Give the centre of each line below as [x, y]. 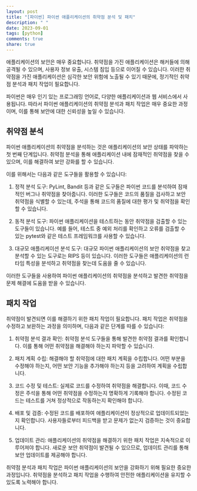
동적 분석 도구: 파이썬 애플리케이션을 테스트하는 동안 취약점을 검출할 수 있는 [101, 221]
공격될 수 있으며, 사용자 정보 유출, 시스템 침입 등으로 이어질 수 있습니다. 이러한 [95, 69]
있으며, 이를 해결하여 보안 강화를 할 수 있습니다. [60, 161]
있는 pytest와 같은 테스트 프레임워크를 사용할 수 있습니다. [80, 235]
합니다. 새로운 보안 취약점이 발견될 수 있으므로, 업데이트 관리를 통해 [112, 447]
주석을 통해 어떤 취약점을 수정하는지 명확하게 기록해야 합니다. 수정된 [103, 393]
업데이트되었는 [172, 413]
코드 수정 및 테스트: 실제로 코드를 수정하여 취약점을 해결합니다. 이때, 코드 [98, 386]
